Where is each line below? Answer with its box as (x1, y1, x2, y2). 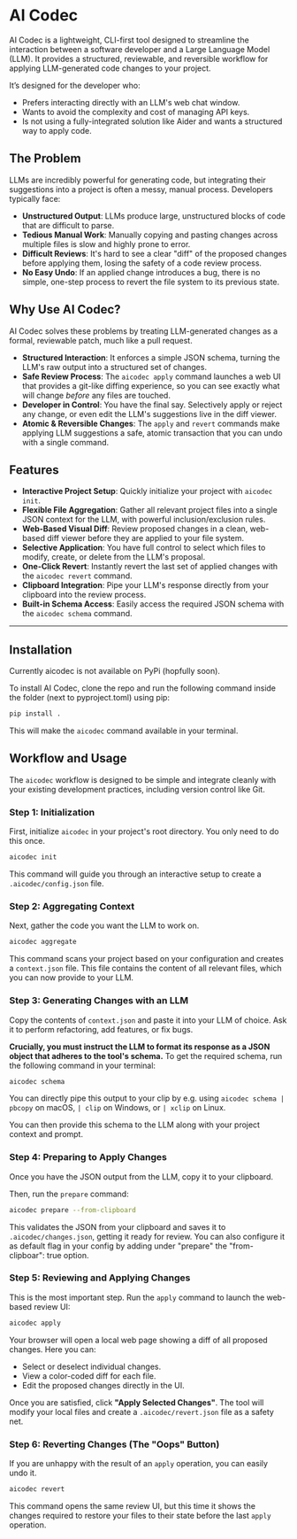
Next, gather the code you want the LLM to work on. (9, 920, 200, 931)
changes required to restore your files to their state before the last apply (9, 1510, 271, 1520)
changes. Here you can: (9, 1343, 96, 1355)
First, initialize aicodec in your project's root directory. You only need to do (9, 826, 279, 837)
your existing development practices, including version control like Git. (9, 784, 265, 794)
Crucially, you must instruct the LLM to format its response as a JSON (9, 1041, 270, 1052)
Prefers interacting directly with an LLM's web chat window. (21, 97, 240, 107)
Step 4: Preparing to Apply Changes (9, 1151, 168, 1164)
